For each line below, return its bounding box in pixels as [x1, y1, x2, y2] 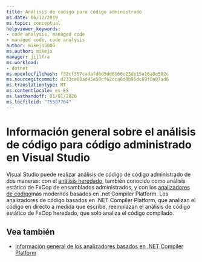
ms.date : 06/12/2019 [6, 15, 59, 21]
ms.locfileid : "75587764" [6, 99, 71, 105]
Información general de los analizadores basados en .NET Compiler [15, 243, 184, 250]
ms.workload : [6, 59, 39, 65]
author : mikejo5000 [6, 43, 56, 49]
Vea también [6, 226, 55, 237]
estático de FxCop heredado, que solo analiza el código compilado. [6, 209, 174, 217]
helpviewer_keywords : [6, 25, 61, 32]
